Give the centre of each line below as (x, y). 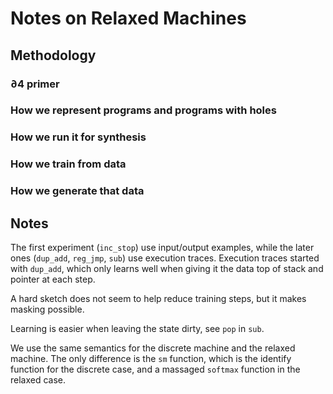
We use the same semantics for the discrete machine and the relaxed (153, 348)
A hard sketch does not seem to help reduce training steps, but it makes (158, 298)
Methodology (53, 55)
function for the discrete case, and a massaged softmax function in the (155, 369)
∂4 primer (35, 84)
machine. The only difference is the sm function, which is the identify (151, 358)
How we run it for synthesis (78, 137)
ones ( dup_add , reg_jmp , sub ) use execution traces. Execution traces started (165, 258)
